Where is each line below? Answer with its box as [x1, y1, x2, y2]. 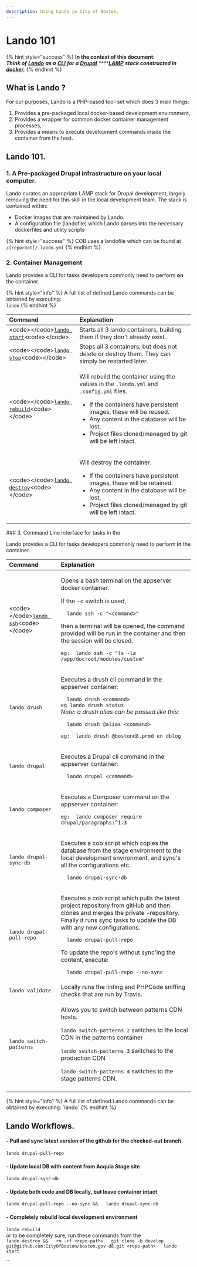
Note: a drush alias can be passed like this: [60, 708, 180, 716]
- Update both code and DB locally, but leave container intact [6, 1188, 158, 1195]
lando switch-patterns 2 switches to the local [60, 1026, 188, 1035]
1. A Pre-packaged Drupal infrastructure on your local [6, 169, 162, 177]
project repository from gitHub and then [60, 901, 171, 910]
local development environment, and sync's [60, 854, 181, 862]
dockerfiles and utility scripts [14, 227, 85, 234]
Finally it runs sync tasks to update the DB [60, 916, 176, 924]
